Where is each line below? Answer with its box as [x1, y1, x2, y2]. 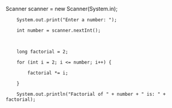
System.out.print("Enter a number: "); [16, 17, 117, 23]
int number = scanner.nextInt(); [16, 27, 101, 33]
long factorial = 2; [16, 49, 68, 55]
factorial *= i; [27, 70, 68, 76]
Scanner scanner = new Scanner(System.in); [5, 5, 118, 12]
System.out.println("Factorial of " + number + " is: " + [16, 91, 166, 97]
